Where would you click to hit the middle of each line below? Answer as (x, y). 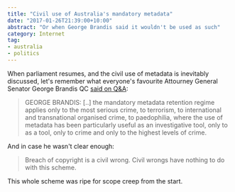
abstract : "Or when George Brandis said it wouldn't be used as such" (114, 27)
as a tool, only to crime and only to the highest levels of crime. (116, 132)
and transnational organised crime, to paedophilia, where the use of (124, 117)
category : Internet (36, 34)
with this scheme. (50, 167)
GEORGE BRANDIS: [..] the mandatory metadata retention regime (120, 102)
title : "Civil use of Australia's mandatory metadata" (90, 14)
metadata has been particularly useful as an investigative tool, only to (126, 125)
